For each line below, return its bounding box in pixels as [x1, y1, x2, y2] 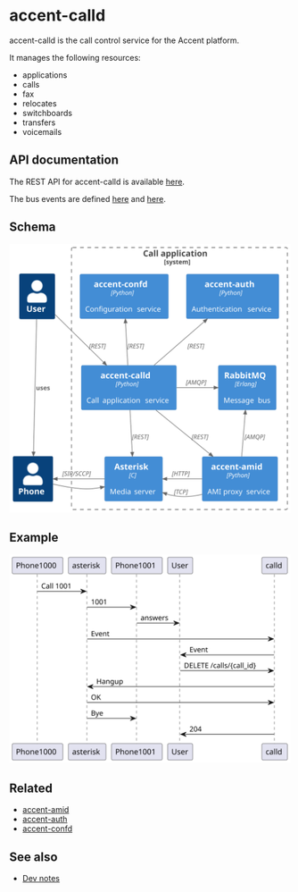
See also [9, 849, 58, 864]
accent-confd [21, 823, 73, 834]
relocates [21, 97, 57, 108]
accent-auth [21, 814, 68, 825]
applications [21, 69, 68, 80]
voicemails [21, 126, 62, 137]
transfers [21, 117, 56, 128]
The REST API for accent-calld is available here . [9, 176, 186, 187]
